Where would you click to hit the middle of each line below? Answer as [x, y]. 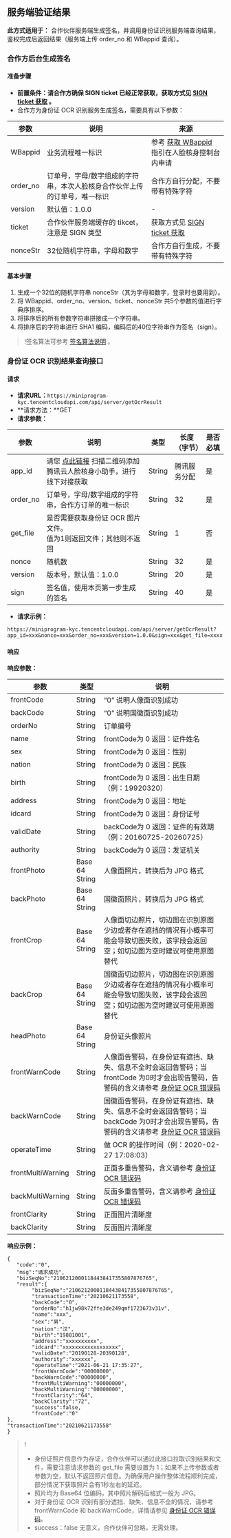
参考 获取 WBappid [181, 142]
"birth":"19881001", [61, 1335]
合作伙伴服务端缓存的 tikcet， [95, 222]
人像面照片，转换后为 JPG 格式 [154, 871]
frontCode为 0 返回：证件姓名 [152, 739]
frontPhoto [28, 871]
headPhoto [28, 1036]
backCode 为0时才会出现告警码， [158, 1122]
